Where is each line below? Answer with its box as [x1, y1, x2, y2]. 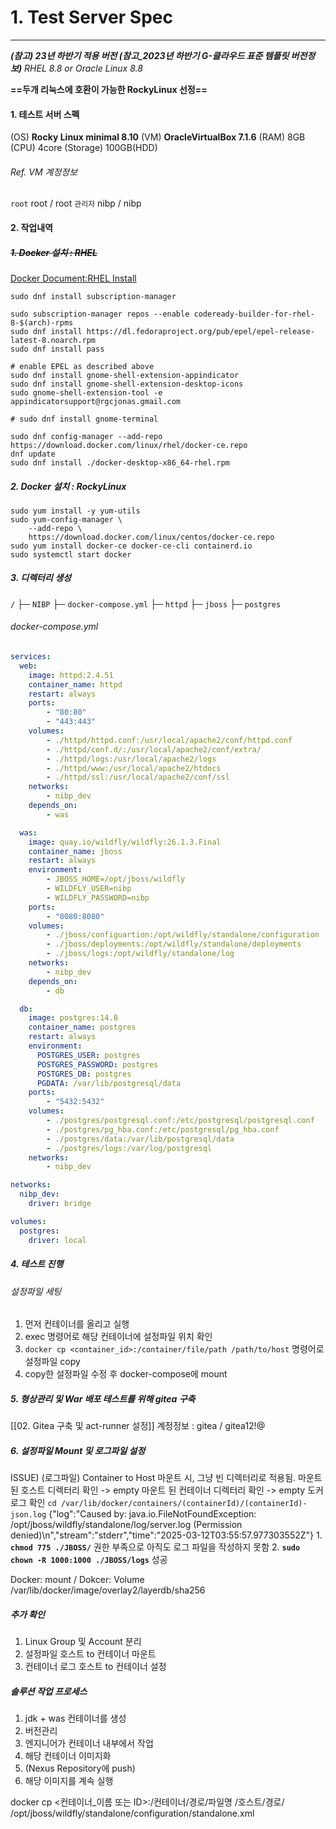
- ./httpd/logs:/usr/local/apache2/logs [46, 754, 217, 764]
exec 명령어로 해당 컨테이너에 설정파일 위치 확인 [24, 1331, 213, 1343]
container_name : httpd [28, 679, 123, 690]
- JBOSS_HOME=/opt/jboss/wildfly [46, 874, 186, 885]
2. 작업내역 [10, 221, 53, 233]
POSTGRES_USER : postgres [36, 1050, 141, 1060]
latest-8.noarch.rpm [10, 335, 97, 345]
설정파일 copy [24, 1356, 81, 1368]
